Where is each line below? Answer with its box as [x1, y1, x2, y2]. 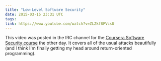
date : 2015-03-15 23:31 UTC [5, 12, 64, 17]
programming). [5, 51, 36, 57]
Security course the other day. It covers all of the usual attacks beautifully [5, 40, 157, 46]
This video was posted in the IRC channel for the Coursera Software [5, 35, 145, 41]
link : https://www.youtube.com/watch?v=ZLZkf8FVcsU [5, 21, 114, 26]
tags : [5, 16, 16, 21]
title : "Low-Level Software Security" [5, 7, 85, 12]
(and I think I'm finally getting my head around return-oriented [5, 45, 132, 51]
